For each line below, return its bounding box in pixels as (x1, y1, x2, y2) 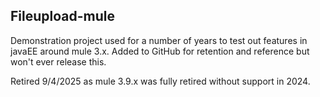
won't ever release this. (10, 55, 107, 68)
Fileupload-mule (10, 8, 115, 25)
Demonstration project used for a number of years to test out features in (10, 34, 308, 46)
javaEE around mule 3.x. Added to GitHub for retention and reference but (10, 45, 310, 57)
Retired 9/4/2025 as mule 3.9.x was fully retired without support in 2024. (10, 75, 311, 87)
